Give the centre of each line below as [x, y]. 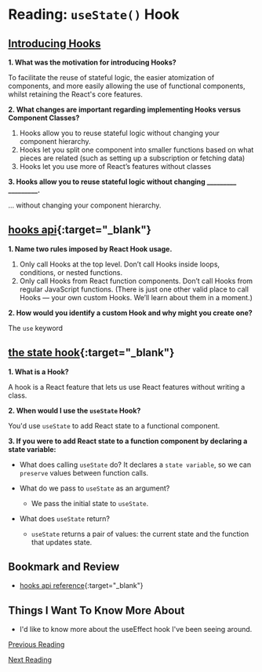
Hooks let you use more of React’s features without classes [115, 166]
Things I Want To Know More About [96, 610]
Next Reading [30, 660]
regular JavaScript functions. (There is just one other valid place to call [134, 289]
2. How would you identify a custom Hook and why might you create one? [130, 313]
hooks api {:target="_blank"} [80, 230]
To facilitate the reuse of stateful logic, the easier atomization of [111, 77]
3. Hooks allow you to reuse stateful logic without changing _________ [122, 182]
